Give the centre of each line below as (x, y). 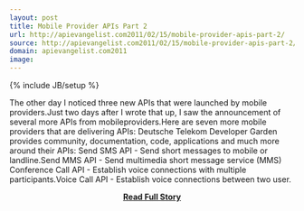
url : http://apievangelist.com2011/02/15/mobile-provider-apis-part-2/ (147, 34)
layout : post (34, 18)
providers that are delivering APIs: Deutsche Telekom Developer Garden (143, 131)
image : (22, 60)
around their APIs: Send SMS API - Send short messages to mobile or (139, 151)
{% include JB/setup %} (54, 85)
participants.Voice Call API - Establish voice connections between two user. (151, 179)
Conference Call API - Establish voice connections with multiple (128, 170)
